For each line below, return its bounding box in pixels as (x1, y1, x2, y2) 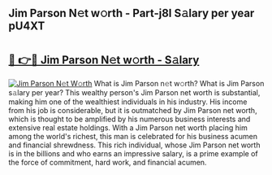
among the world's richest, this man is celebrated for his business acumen (8, 132, 258, 141)
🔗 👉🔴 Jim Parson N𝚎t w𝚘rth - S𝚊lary (8, 53, 200, 67)
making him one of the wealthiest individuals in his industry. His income (8, 97, 248, 107)
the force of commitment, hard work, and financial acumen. (8, 158, 207, 167)
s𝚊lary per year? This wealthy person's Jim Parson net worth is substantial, (8, 88, 261, 97)
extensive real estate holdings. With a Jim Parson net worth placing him (8, 123, 248, 133)
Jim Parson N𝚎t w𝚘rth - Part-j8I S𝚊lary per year (8, 7, 255, 20)
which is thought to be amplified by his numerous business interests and (8, 114, 251, 124)
